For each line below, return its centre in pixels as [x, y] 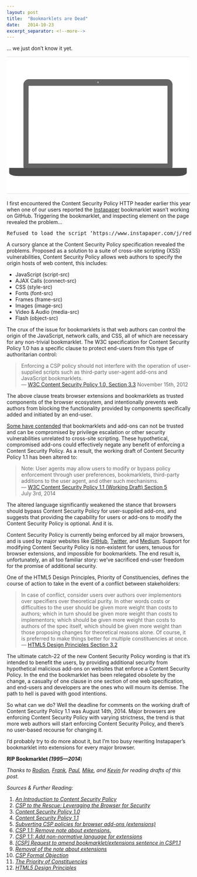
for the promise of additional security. [52, 566]
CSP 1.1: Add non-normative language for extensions [79, 837]
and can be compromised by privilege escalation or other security [86, 432]
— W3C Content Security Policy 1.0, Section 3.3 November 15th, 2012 [105, 385]
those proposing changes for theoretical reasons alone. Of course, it [103, 632]
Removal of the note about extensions [61, 849]
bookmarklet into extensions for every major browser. [71, 747]
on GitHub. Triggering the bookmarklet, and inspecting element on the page [98, 216]
